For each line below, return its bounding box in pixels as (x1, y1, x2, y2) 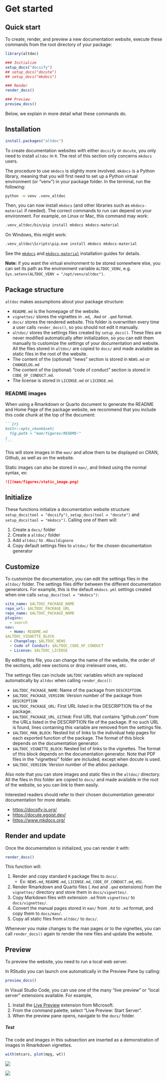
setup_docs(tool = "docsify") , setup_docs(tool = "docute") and (5, 511, 140, 518)
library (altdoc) (5, 51, 39, 56)
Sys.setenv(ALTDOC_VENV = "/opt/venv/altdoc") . (5, 271, 105, 277)
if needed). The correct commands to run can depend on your (24, 208, 152, 214)
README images (5, 390, 46, 397)
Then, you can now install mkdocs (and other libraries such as (5, 202, 130, 208)
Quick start (5, 23, 41, 32)
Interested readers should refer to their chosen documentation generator (5, 791, 155, 797)
